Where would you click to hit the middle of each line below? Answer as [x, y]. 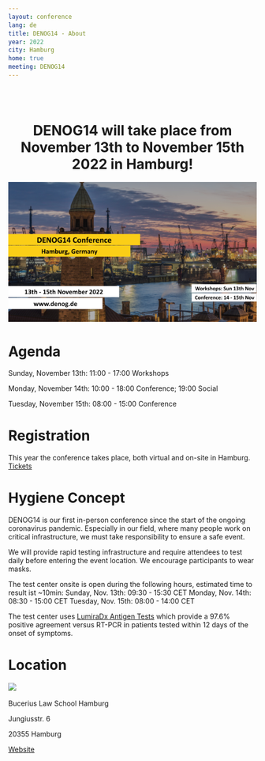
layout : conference [40, 17]
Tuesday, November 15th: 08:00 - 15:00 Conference [93, 404]
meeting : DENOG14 [37, 67]
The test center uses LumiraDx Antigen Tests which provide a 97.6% [119, 616]
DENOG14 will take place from [132, 131]
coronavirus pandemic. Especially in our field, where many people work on [129, 528]
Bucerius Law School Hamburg [58, 703]
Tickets [20, 466]
